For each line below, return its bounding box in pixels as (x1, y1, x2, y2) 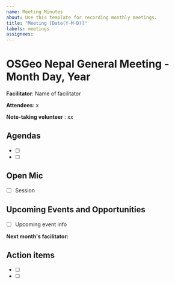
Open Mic (6, 171, 43, 181)
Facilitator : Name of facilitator (6, 90, 81, 97)
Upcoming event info (14, 221, 67, 228)
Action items (6, 250, 55, 260)
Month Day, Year (6, 70, 91, 84)
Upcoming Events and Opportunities (6, 204, 146, 215)
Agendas (6, 131, 41, 141)
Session (14, 186, 35, 194)
